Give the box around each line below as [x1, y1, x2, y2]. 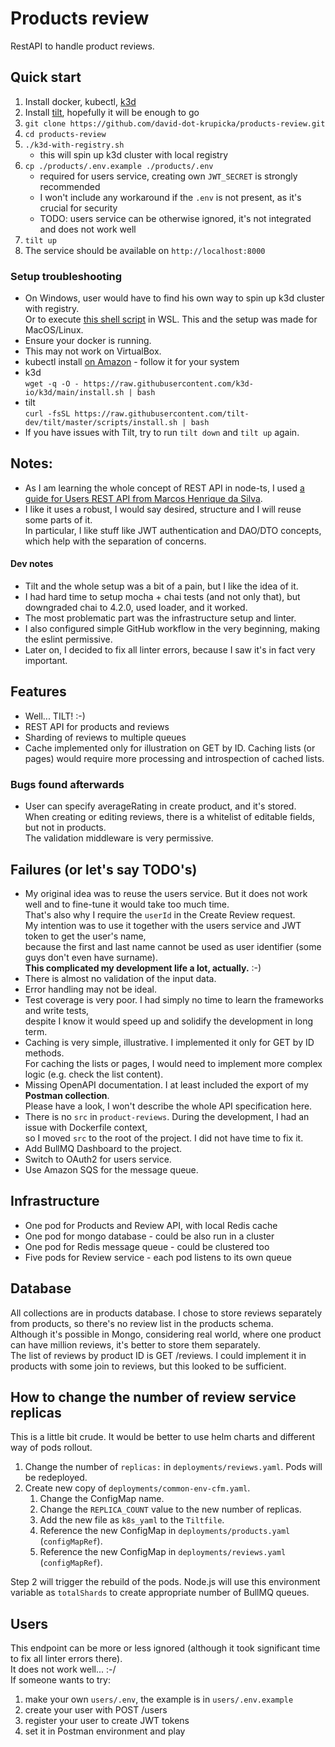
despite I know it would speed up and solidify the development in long [24, 1015, 314, 1027]
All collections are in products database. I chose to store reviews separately [10, 1307, 322, 1319]
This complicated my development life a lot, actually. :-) [24, 962, 262, 974]
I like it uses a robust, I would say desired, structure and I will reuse [24, 503, 302, 515]
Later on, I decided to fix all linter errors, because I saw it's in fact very [24, 644, 316, 656]
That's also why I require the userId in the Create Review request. [24, 908, 296, 921]
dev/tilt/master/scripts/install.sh [24, 418, 178, 428]
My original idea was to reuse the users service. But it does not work [24, 887, 308, 899]
